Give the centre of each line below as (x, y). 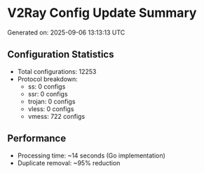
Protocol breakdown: (48, 79)
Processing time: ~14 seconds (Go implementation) (91, 155)
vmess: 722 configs (56, 116)
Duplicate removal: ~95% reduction (69, 162)
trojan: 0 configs (52, 101)
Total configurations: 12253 (57, 71)
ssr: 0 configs (48, 94)
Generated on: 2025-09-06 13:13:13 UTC (66, 32)
